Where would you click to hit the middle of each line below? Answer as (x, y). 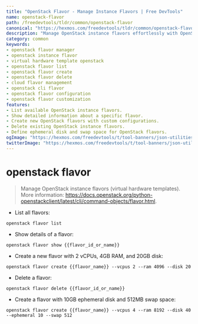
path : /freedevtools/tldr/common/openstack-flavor (70, 22)
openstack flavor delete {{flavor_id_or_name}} (66, 288)
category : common (27, 39)
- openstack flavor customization (49, 99)
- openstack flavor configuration (49, 94)
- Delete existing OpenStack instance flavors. (66, 127)
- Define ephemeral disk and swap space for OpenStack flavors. (87, 132)
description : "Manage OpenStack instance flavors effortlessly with (92, 34)
